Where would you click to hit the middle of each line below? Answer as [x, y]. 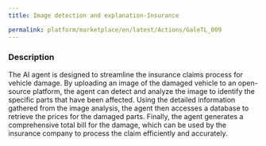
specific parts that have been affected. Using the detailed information [122, 99]
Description [31, 58]
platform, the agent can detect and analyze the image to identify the [144, 91]
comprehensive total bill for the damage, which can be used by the [118, 125]
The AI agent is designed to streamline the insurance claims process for [126, 74]
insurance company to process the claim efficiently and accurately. [118, 133]
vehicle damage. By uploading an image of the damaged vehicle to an [122, 83]
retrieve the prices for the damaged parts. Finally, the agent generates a [126, 116]
